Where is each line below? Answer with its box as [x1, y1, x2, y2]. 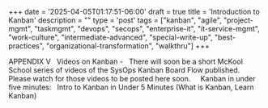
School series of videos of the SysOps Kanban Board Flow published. [8, 65, 240, 75]
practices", [8, 41, 45, 51]
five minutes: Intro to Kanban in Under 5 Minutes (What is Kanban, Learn [8, 82, 254, 92]
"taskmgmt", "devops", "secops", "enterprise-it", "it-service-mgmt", [34, 24, 261, 33]
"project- [223, 15, 253, 25]
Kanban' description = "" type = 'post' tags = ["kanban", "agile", [8, 15, 222, 25]
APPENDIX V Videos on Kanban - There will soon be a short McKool [8, 56, 243, 66]
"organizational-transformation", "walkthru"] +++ [45, 41, 211, 51]
